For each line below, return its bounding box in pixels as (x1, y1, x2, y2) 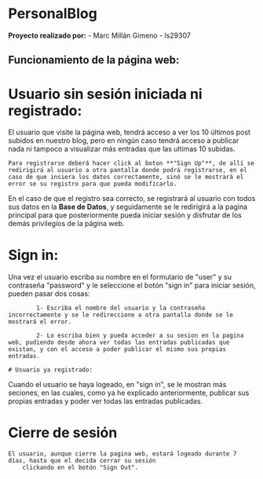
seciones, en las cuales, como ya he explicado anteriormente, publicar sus (8, 388, 250, 397)
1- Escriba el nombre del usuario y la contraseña (36, 304, 206, 313)
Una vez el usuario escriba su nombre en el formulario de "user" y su (8, 272, 232, 282)
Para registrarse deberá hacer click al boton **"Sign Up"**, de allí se (8, 159, 255, 167)
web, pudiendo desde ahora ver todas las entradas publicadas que (8, 338, 230, 346)
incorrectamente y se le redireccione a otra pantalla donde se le (8, 311, 234, 319)
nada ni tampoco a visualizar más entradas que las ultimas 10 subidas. (8, 144, 236, 154)
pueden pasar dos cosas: (8, 289, 90, 298)
